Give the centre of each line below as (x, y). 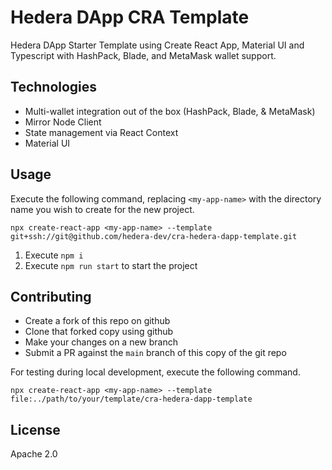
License (35, 429)
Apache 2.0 (34, 454)
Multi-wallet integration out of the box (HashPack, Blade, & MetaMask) (170, 111)
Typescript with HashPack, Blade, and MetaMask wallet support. (143, 55)
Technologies (54, 87)
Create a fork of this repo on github (97, 321)
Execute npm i (54, 255)
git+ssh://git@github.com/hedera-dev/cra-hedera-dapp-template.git (154, 236)
